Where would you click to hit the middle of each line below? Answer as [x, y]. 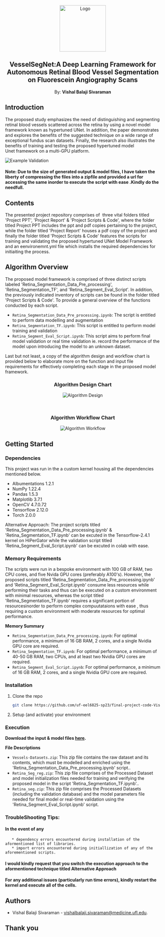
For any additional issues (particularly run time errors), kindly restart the [81, 880]
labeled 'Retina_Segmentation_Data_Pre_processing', [59, 284]
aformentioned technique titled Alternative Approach [61, 869]
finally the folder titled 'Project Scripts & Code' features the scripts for [76, 236]
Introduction [25, 107]
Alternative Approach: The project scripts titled [53, 525]
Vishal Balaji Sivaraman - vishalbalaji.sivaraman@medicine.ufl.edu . [80, 913]
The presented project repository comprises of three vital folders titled [77, 215]
